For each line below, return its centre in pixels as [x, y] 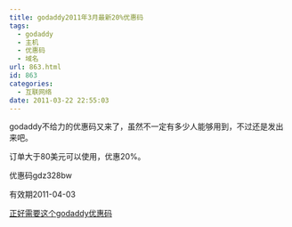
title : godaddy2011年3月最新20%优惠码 [77, 17]
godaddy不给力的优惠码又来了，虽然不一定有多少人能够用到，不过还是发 [142, 126]
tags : [19, 26]
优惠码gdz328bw [41, 175]
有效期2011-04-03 [42, 195]
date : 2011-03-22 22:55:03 [59, 100]
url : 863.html [36, 68]
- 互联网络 [35, 92]
